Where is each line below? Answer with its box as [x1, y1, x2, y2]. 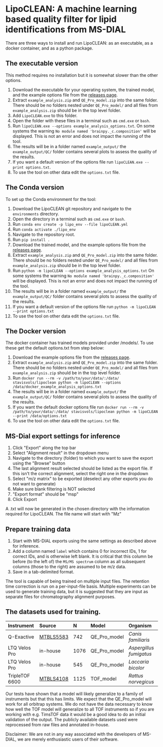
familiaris [128, 636, 150, 643]
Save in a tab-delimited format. [12, 569, 74, 575]
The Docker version [5, 327, 66, 335]
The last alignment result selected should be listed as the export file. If [12, 465, 153, 471]
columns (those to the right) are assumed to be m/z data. [12, 564, 126, 569]
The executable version [5, 59, 78, 67]
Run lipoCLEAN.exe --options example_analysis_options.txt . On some [12, 123, 155, 129]
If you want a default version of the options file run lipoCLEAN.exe [12, 159, 143, 165]
